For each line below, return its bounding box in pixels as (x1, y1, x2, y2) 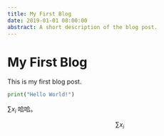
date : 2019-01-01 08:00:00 (7, 17, 88, 24)
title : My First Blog (7, 10, 72, 18)
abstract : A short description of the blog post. (7, 23, 158, 30)
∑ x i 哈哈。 (7, 105, 37, 115)
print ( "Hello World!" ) (7, 91, 75, 98)
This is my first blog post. (7, 77, 82, 86)
